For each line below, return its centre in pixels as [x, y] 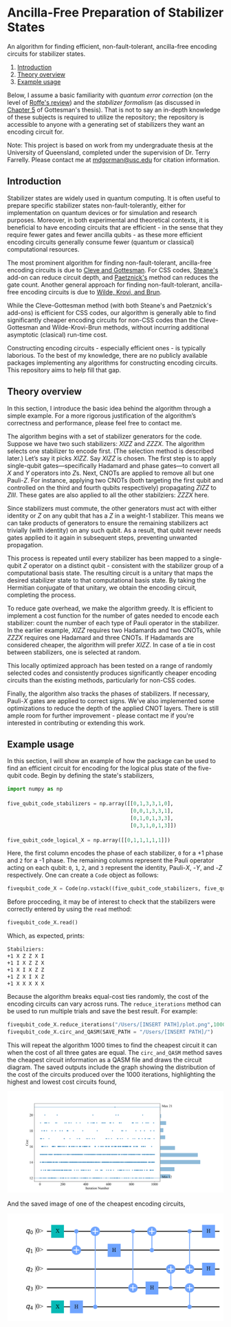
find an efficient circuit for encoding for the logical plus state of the [102, 768]
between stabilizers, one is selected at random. [74, 652]
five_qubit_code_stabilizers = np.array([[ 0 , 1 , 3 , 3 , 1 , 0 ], [90, 804]
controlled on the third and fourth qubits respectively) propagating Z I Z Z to [112, 487]
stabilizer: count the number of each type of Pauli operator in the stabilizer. [113, 622]
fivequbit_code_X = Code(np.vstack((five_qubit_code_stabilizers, [104, 889]
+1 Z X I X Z [26, 977]
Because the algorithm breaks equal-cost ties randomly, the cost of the [108, 997]
